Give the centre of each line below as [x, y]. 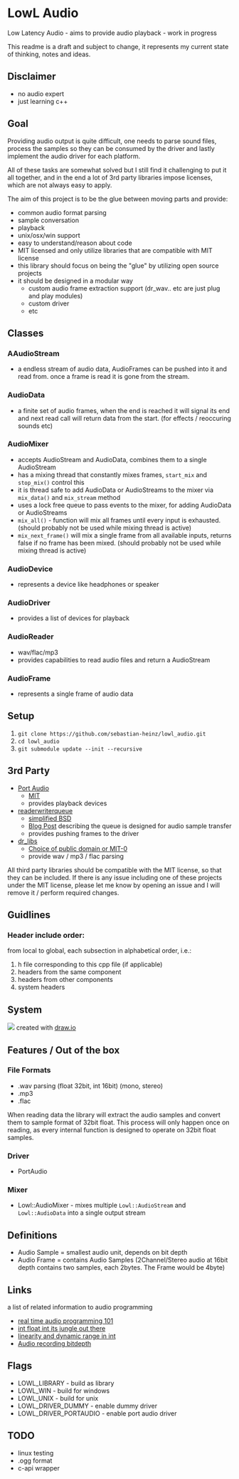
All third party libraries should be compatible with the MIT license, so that [115, 869]
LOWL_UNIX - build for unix [58, 1398]
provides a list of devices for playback [74, 618]
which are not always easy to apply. [60, 185]
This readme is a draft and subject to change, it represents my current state [118, 46]
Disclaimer [32, 77]
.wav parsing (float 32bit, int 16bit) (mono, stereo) [90, 1086]
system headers [41, 987]
